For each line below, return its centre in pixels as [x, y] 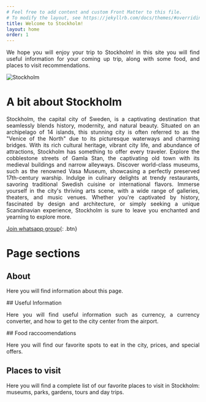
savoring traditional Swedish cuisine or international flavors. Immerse [103, 184]
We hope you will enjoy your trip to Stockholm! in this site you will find [103, 52]
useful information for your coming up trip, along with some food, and [103, 59]
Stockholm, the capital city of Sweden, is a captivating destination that [103, 119]
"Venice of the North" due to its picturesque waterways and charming [103, 139]
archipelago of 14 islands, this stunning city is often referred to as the [103, 132]
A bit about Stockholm [64, 102]
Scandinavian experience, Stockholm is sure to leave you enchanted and [103, 211]
